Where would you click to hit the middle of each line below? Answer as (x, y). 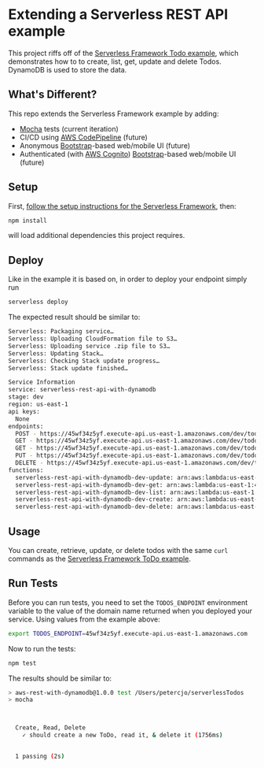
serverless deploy (38, 302)
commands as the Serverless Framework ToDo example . (99, 558)
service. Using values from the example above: (84, 619)
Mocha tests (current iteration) (69, 128)
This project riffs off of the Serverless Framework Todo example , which (123, 53)
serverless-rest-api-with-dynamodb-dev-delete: (95, 507)
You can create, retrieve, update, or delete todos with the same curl (118, 550)
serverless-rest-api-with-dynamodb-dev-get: (89, 485)
